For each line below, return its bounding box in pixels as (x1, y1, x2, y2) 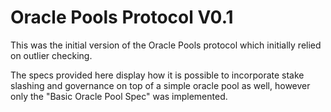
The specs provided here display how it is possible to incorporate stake (10, 69, 305, 81)
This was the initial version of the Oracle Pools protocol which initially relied (10, 39, 322, 51)
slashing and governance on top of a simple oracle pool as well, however (10, 79, 311, 91)
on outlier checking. (10, 49, 93, 61)
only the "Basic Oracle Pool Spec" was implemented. (10, 90, 228, 102)
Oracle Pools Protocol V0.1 (10, 6, 234, 29)
